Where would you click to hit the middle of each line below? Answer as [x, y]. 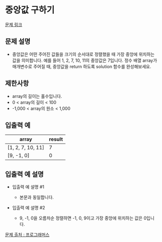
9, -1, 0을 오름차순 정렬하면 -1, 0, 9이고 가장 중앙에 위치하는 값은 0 [83, 218]
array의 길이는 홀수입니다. [37, 96]
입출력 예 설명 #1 [28, 187]
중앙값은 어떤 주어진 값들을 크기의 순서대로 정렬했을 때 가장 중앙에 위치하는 [83, 54]
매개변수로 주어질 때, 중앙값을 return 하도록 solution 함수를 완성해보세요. [82, 66]
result [56, 139]
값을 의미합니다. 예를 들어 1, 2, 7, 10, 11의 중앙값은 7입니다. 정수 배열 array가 [85, 60]
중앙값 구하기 [30, 10]
